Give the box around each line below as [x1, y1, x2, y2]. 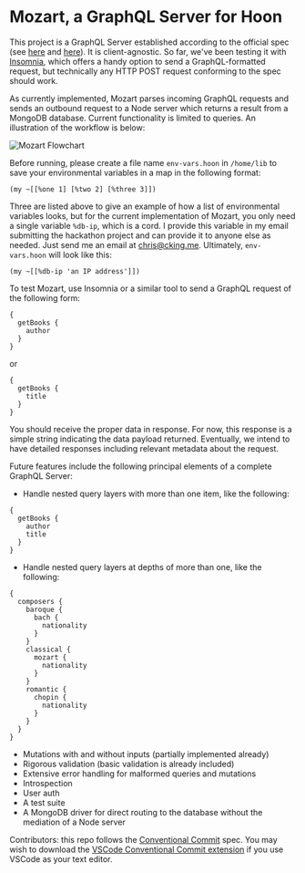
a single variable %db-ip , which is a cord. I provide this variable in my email [9, 220, 289, 231]
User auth [22, 787, 60, 798]
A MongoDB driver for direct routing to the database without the [22, 806, 263, 817]
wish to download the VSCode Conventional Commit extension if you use [9, 844, 284, 855]
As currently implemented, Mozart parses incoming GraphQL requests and [9, 93, 290, 104]
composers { [17, 597, 64, 606]
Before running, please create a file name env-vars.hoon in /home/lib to [9, 157, 278, 168]
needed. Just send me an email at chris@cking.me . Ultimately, [9, 239, 244, 250]
